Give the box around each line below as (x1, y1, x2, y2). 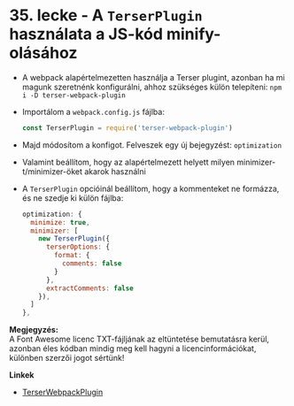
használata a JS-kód (9, 24, 164, 44)
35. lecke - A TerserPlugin (9, 5, 203, 26)
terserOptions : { (45, 242, 111, 252)
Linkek (9, 370, 35, 380)
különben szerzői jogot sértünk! (9, 353, 125, 364)
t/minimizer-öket (21, 165, 82, 177)
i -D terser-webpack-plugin (21, 90, 126, 100)
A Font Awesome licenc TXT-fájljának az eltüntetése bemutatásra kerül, (9, 333, 270, 345)
